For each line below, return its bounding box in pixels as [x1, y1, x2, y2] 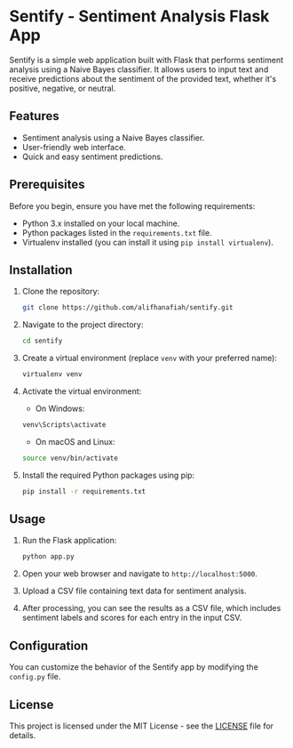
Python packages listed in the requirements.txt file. [21, 227, 212, 237]
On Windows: [35, 403, 85, 414]
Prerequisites [9, 177, 85, 192]
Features [9, 109, 59, 124]
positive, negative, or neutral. [9, 83, 116, 93]
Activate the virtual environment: [21, 386, 142, 397]
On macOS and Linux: [35, 436, 115, 446]
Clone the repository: [21, 286, 100, 297]
